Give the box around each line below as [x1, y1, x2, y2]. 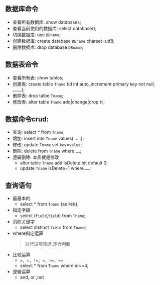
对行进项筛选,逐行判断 [25, 241, 71, 247]
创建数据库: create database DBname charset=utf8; [12, 38, 115, 44]
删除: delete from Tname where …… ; [12, 148, 82, 154]
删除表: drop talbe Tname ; [12, 92, 64, 99]
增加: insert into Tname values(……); [12, 135, 84, 142]
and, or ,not [20, 274, 44, 280]
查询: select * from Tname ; [12, 129, 65, 135]
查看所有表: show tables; [12, 74, 64, 80]
